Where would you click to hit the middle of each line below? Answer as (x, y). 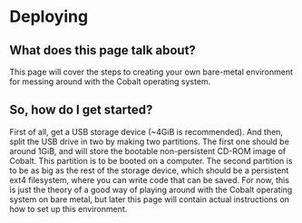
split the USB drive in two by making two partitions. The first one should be (150, 141)
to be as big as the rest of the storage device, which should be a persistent (149, 170)
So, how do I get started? (81, 110)
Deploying (49, 17)
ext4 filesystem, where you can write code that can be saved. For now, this (150, 179)
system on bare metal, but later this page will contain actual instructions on (150, 199)
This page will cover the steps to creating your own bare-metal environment (151, 72)
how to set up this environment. (68, 208)
